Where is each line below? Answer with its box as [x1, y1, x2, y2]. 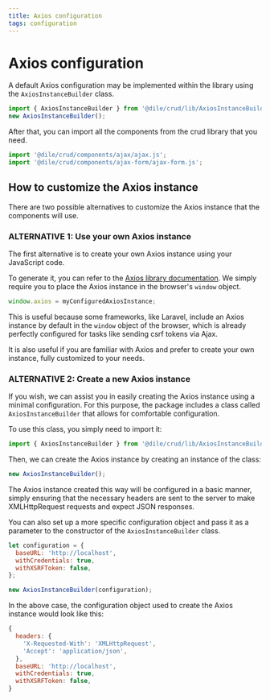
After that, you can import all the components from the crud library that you [8, 126, 258, 137]
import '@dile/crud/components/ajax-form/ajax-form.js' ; [8, 159, 203, 167]
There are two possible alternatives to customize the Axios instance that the [8, 202, 260, 212]
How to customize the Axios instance [8, 180, 198, 194]
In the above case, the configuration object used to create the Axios [8, 601, 233, 611]
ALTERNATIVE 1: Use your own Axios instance [8, 230, 191, 242]
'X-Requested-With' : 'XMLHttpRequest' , [22, 640, 157, 648]
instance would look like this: [8, 609, 104, 619]
